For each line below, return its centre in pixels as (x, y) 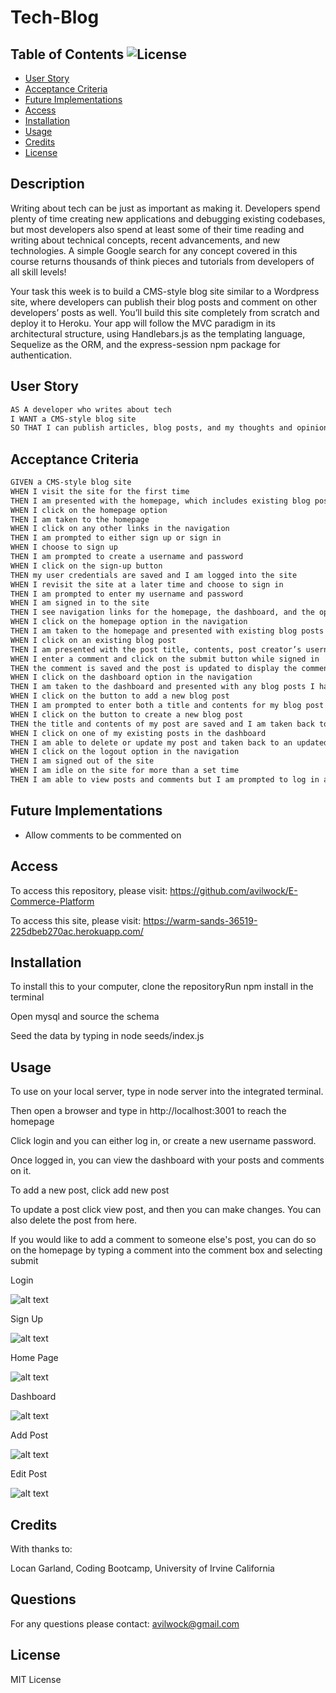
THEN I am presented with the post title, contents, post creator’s (156, 649)
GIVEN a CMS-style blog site (71, 482)
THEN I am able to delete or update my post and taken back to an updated (169, 742)
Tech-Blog (55, 17)
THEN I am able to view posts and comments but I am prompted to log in (165, 780)
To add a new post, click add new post (90, 1190)
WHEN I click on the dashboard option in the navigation (131, 677)
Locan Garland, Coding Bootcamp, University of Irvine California (142, 1568)
